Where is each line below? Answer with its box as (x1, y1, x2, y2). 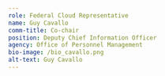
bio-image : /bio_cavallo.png (8, 48, 104, 56)
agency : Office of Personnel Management (8, 41, 144, 49)
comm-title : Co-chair (8, 26, 80, 34)
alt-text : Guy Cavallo (8, 56, 83, 64)
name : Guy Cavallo (8, 19, 69, 27)
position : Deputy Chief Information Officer (8, 33, 157, 42)
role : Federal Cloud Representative (8, 11, 129, 20)
